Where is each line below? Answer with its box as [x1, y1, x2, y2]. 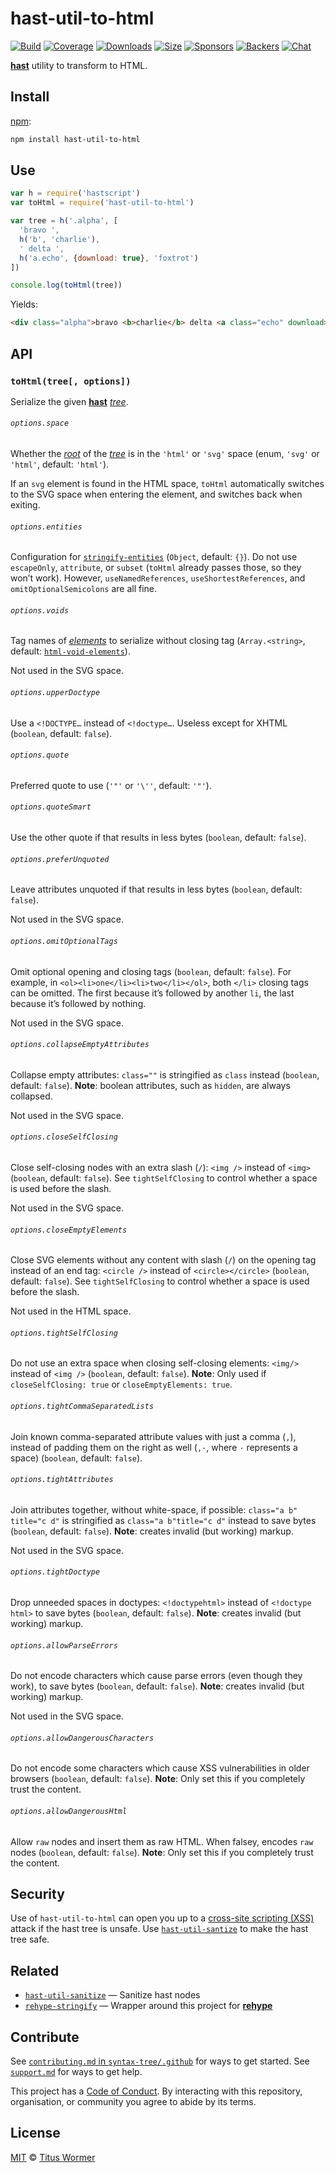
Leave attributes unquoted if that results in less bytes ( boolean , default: [10, 883, 303, 896]
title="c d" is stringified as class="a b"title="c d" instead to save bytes [10, 1514, 317, 1526]
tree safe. [10, 1933, 50, 1946]
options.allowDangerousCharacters [10, 1733, 155, 1743]
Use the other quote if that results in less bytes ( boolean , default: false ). [10, 832, 307, 844]
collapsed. [10, 1090, 53, 1102]
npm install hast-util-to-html [10, 134, 141, 144]
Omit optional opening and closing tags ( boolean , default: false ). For [10, 965, 292, 977]
